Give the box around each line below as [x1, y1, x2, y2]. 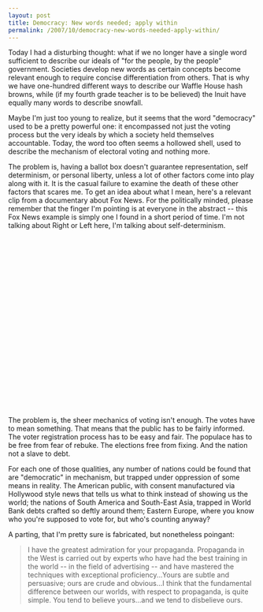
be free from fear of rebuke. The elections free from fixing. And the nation [8, 441, 248, 450]
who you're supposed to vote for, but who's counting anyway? [8, 514, 211, 524]
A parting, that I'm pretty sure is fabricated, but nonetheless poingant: [8, 530, 235, 539]
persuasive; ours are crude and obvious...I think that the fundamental [27, 579, 252, 588]
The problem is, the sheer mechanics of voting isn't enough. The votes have [8, 416, 256, 425]
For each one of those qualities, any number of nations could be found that [8, 465, 251, 474]
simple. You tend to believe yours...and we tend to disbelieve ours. [27, 595, 243, 605]
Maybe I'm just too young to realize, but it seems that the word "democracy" [8, 114, 256, 123]
